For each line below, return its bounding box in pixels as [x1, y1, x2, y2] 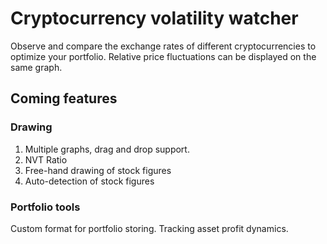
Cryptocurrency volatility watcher [10, 7, 299, 30]
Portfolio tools [10, 200, 81, 214]
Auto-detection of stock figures [24, 175, 155, 187]
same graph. [10, 61, 63, 73]
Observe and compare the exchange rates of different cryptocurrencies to [10, 40, 317, 52]
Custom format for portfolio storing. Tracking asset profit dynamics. [10, 222, 289, 234]
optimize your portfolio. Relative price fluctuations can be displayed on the [10, 50, 317, 62]
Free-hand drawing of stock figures [24, 164, 172, 176]
